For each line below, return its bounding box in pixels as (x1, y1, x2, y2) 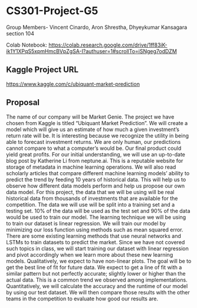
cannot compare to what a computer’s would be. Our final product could (6, 145, 182, 152)
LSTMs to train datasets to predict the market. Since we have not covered (6, 238, 185, 245)
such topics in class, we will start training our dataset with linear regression (6, 245, 189, 252)
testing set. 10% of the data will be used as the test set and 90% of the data (6, 207, 191, 214)
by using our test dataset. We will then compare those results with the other (6, 289, 191, 296)
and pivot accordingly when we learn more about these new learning (6, 251, 173, 258)
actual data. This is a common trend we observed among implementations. (6, 276, 188, 283)
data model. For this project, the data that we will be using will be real (6, 188, 175, 195)
